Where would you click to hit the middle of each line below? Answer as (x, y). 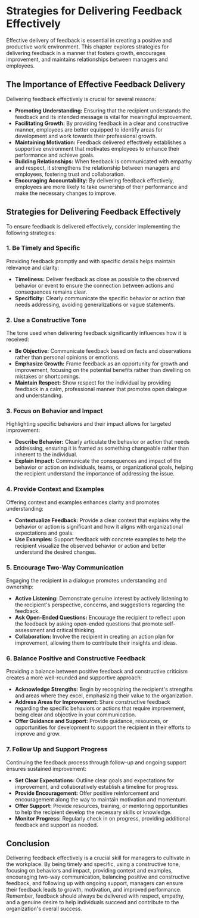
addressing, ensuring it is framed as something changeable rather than (102, 448)
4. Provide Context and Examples (55, 489)
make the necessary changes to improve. (66, 193)
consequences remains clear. (51, 292)
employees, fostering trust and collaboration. (70, 174)
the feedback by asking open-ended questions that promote (89, 624)
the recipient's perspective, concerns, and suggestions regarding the (100, 605)
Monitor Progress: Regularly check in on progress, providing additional (102, 818)
